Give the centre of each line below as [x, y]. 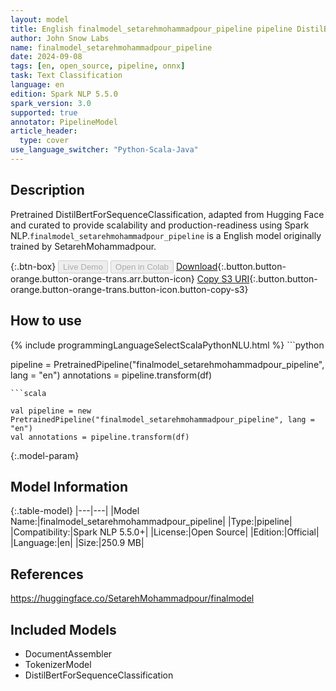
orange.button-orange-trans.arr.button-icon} [102, 278]
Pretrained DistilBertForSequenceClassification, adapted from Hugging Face [167, 214]
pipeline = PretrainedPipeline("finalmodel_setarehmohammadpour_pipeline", [167, 364]
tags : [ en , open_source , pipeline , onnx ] [98, 66]
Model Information [69, 486]
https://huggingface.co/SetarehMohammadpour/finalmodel [132, 598]
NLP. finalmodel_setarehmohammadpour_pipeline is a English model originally [166, 235]
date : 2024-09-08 [46, 57]
